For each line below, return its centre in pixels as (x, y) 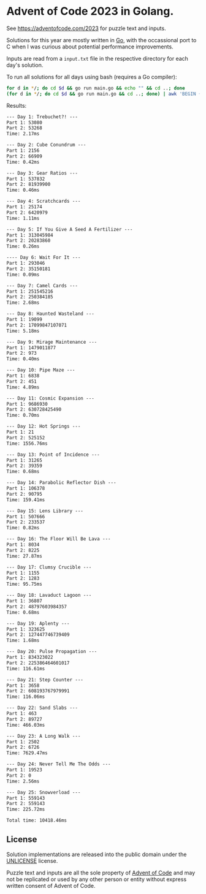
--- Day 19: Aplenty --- (38, 623)
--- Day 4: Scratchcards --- (44, 201)
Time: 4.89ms (23, 387)
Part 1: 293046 (26, 263)
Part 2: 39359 (25, 466)
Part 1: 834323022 (30, 657)
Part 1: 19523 (25, 770)
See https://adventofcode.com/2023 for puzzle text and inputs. (86, 28)
